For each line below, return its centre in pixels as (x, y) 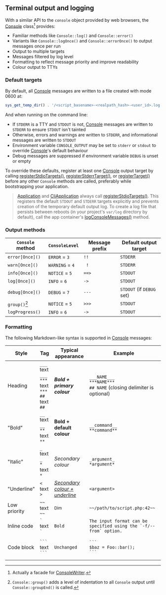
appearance (69, 356)
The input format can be (118, 521)
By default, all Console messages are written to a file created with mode (78, 91)
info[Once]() (23, 273)
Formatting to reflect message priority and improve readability (75, 62)
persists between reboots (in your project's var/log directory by (82, 212)
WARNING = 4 (62, 265)
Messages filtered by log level (43, 57)
